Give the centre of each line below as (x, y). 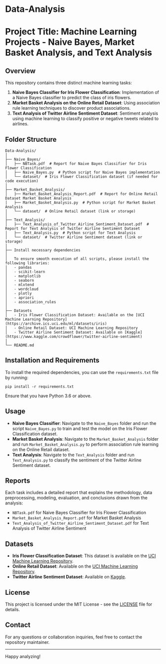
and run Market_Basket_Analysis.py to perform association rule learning (85, 444)
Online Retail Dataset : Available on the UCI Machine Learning (75, 566)
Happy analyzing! (23, 656)
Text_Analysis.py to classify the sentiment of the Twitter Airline (77, 460)
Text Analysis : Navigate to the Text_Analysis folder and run (73, 455)
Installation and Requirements (52, 360)
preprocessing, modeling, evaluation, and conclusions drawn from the (76, 498)
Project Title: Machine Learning (71, 32)
